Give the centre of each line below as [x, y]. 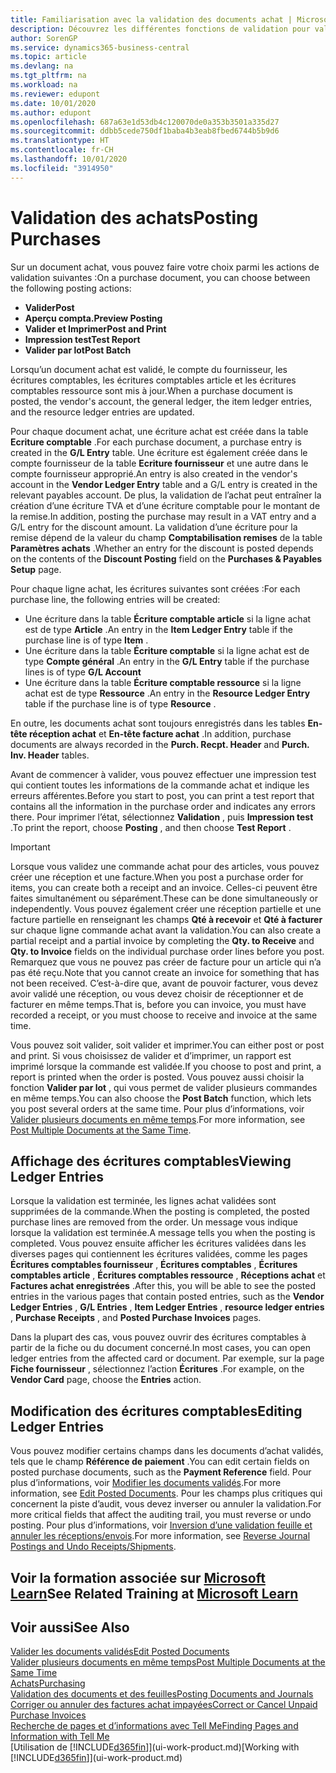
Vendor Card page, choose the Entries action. [106, 1380]
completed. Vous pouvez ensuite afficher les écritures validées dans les [158, 1243]
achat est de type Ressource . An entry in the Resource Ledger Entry [167, 693]
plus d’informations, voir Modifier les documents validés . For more [146, 1483]
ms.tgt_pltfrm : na [48, 76]
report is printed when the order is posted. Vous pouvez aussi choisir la [157, 1077]
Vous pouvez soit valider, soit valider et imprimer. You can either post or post [167, 1045]
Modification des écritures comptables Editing [156, 1411]
